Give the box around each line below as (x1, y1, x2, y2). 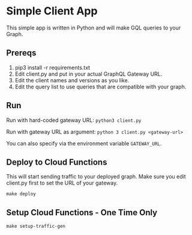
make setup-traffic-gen (6, 224, 66, 230)
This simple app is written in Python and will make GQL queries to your (6, 24, 181, 31)
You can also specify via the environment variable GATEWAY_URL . (6, 139, 162, 147)
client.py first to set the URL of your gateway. (6, 179, 118, 187)
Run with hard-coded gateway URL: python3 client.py (6, 116, 142, 124)
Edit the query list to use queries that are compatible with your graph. (14, 83, 187, 90)
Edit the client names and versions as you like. (14, 76, 130, 84)
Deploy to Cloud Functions (6, 157, 107, 167)
